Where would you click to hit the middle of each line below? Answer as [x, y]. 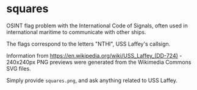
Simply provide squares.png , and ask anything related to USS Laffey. [92, 80]
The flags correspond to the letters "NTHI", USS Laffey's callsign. [88, 44]
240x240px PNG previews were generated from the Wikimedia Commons [99, 62]
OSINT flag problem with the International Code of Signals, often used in [97, 26]
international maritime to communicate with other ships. [76, 32]
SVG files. [19, 68]
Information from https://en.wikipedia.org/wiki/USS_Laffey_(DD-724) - [94, 55]
